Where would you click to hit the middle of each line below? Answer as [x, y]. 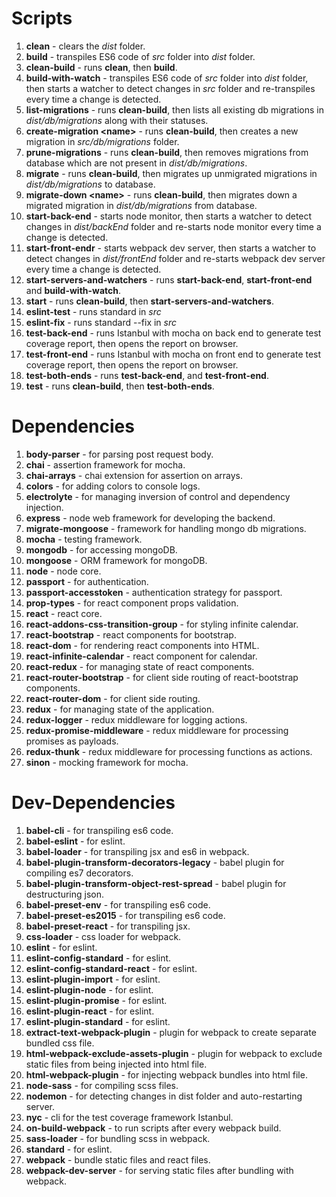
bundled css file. [60, 1043]
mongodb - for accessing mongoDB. [101, 549]
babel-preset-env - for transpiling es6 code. [118, 904]
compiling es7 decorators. [79, 873]
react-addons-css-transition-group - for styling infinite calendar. [162, 624]
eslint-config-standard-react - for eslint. [111, 968]
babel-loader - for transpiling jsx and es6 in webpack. [137, 851]
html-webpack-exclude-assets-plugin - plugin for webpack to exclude [174, 1053]
